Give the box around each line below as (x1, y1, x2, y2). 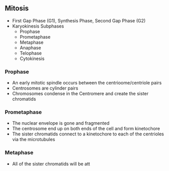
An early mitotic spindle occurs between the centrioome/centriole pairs (12, 80, 162, 86)
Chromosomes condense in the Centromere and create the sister (12, 91, 149, 97)
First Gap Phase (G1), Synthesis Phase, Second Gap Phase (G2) (12, 17, 146, 23)
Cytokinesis (19, 55, 45, 62)
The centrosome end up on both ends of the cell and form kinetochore (12, 126, 160, 132)
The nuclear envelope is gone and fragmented (12, 120, 110, 126)
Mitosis (5, 4, 29, 13)
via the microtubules (12, 136, 55, 142)
